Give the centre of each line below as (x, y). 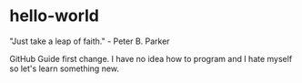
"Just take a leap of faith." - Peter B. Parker (90, 41)
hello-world (55, 16)
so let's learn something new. (65, 68)
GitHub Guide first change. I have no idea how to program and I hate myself (151, 58)
